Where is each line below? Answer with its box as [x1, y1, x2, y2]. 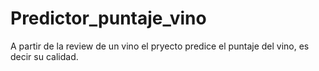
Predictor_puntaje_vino [10, 7, 207, 30]
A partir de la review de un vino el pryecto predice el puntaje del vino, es [10, 40, 310, 52]
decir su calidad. [10, 50, 79, 62]
